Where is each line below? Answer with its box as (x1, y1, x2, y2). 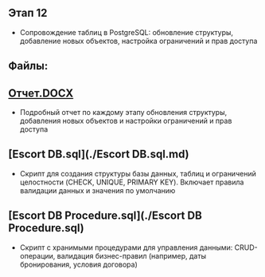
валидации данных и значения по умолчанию (19, 185, 176, 195)
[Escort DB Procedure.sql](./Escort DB (8, 209, 203, 223)
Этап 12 (8, 6, 48, 20)
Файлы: (8, 59, 49, 73)
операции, (19, 251, 56, 260)
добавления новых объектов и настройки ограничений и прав (19, 116, 232, 126)
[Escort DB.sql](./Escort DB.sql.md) (8, 148, 189, 161)
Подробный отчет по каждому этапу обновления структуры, (19, 108, 228, 117)
